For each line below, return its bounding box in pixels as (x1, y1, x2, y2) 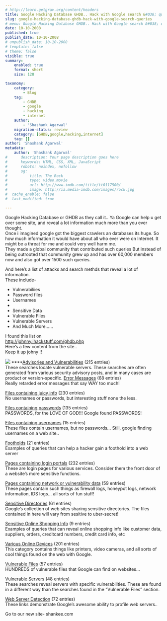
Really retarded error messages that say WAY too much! (5, 380, 120, 386)
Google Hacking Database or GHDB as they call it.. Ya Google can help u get (5, 214, 162, 220)
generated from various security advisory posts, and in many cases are (5, 370, 152, 376)
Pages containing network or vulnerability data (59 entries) (5, 480, 126, 486)
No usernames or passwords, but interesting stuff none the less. (5, 395, 137, 401)
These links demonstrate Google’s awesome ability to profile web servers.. (5, 601, 158, 607)
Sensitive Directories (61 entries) (5, 500, 72, 506)
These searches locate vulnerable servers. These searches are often (5, 364, 146, 370)
